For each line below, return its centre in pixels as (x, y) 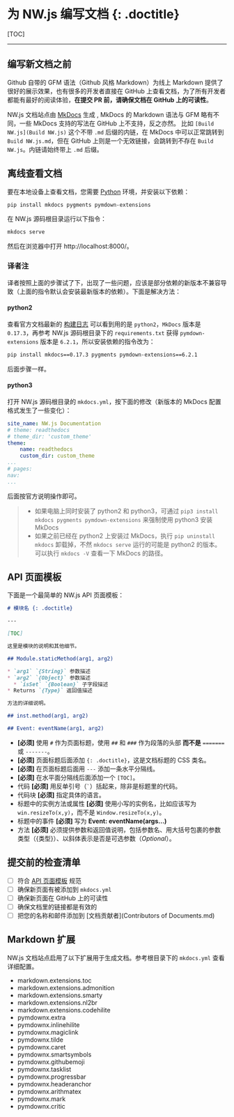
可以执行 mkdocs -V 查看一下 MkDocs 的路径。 (101, 553)
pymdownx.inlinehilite (48, 1024)
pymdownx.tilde (40, 1040)
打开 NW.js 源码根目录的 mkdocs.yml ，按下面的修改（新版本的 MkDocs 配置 (114, 401)
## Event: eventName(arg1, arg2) (56, 729)
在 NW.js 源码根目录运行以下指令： (57, 219)
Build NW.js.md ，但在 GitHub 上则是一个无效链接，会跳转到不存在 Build (110, 141)
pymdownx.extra (41, 1017)
